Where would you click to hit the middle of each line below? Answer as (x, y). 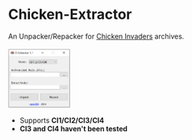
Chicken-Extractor (70, 15)
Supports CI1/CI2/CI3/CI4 (62, 120)
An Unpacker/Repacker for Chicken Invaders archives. (96, 36)
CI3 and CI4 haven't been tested (74, 129)
